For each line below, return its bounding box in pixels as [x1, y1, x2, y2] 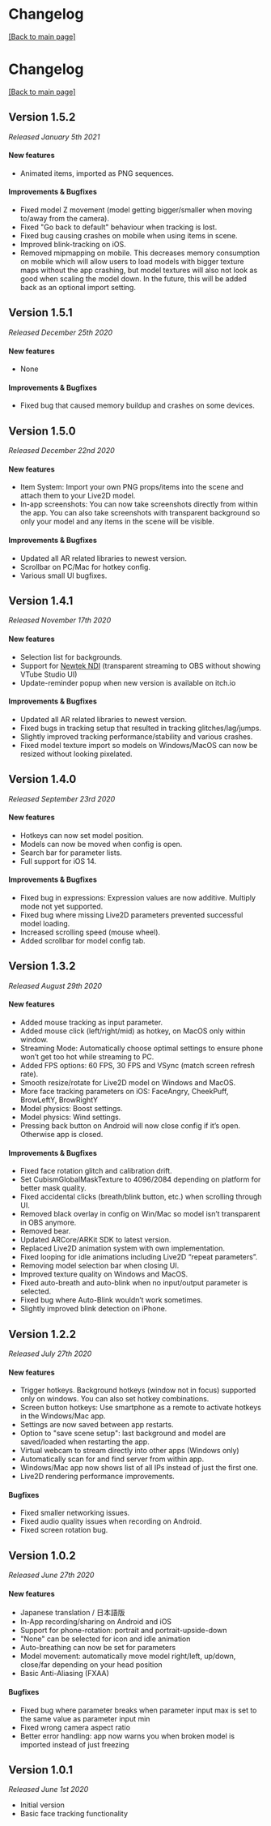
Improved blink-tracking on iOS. [19, 240, 127, 250]
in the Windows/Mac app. [19, 1411, 106, 1421]
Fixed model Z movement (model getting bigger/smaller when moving [19, 205, 252, 215]
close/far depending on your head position [19, 1660, 163, 1670]
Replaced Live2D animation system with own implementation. [19, 1243, 225, 1253]
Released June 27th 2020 [8, 1570, 95, 1580]
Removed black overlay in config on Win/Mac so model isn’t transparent [19, 1209, 260, 1219]
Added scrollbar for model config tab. [19, 935, 146, 945]
